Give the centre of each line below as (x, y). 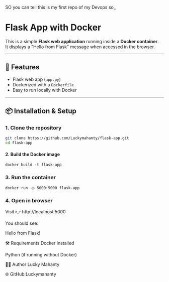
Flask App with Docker (53, 28)
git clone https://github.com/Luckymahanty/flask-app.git (67, 138)
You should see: (22, 223)
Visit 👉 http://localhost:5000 (36, 212)
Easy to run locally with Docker (45, 90)
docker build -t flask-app (33, 165)
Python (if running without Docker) (41, 254)
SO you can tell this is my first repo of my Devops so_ (60, 7)
